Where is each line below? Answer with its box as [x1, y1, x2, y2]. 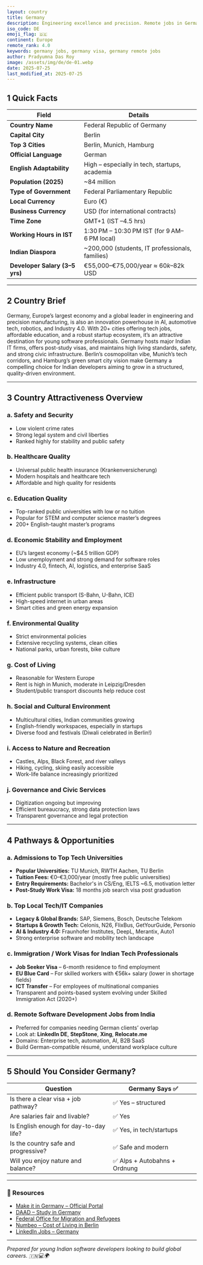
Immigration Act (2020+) [15, 995, 78, 1002]
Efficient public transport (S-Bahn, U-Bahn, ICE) [15, 591, 135, 598]
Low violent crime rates [15, 424, 74, 432]
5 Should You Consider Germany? [7, 1066, 136, 1077]
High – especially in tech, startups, [84, 161, 181, 169]
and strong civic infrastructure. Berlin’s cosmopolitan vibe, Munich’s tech [7, 350, 187, 357]
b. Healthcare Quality [7, 452, 71, 461]
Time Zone [10, 217, 42, 225]
